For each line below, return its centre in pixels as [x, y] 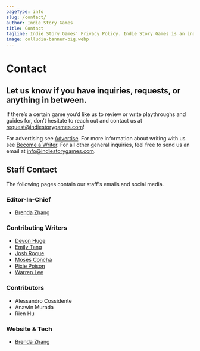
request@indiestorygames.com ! [45, 127]
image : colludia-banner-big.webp [48, 39]
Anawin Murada [34, 307]
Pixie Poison [30, 266]
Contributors [25, 288]
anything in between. [46, 100]
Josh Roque [29, 253]
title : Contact [25, 28]
